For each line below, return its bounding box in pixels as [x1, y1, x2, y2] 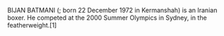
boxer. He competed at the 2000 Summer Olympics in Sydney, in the [7, 13, 207, 22]
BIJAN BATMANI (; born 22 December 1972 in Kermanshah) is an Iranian [7, 6, 218, 14]
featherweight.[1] [7, 21, 57, 29]
